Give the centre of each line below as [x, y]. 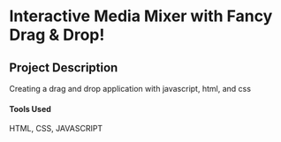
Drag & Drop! [57, 35]
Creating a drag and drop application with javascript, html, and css [130, 89]
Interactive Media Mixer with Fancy [141, 16]
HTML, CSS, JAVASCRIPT [56, 129]
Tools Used [30, 108]
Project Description [64, 67]
